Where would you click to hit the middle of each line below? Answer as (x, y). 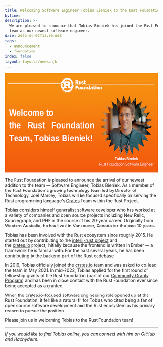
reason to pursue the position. (35, 311)
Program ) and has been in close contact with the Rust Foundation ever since (81, 281)
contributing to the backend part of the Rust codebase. (60, 256)
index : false (18, 56)
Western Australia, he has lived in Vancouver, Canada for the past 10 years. (80, 226)
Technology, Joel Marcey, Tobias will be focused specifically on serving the (81, 196)
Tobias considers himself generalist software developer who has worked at (80, 210)
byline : (13, 15)
